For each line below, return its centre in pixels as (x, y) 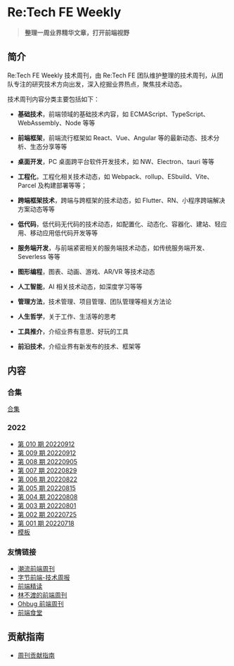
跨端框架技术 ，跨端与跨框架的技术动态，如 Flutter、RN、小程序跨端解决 (121, 200)
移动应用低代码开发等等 (64, 232)
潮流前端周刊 (36, 569)
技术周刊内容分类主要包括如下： (53, 99)
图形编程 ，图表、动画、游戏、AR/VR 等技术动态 (86, 271)
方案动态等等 (36, 209)
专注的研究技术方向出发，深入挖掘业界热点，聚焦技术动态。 (99, 84)
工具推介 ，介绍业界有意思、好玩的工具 (73, 331)
